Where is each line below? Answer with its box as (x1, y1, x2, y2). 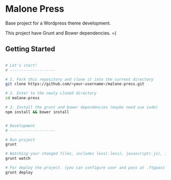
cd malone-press (5, 96, 40, 101)
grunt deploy (5, 170, 33, 175)
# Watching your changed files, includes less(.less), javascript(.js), (5, 151, 163, 156)
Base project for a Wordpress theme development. (5, 20, 111, 26)
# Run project (5, 137, 36, 142)
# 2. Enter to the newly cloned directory (5, 91, 97, 96)
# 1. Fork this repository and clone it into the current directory (5, 77, 154, 82)
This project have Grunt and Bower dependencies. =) (5, 30, 117, 36)
